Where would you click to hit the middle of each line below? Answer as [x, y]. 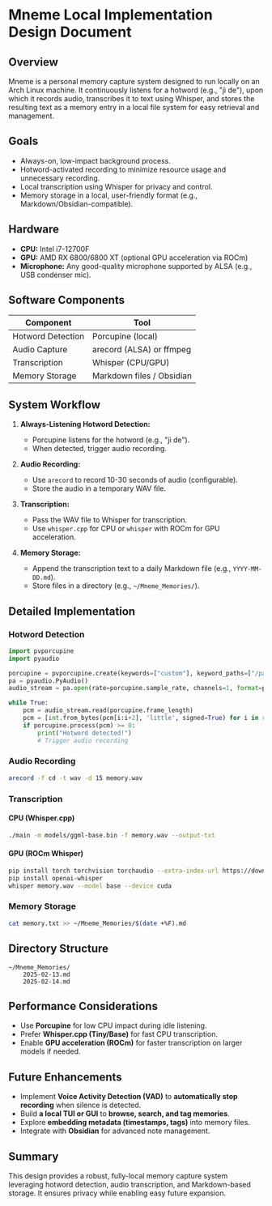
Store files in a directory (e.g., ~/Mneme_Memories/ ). [116, 586]
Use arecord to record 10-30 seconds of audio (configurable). [135, 480]
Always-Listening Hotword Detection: [85, 424]
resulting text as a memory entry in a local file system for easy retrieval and [134, 107]
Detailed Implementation [72, 611]
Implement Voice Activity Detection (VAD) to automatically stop [129, 1097]
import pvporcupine [41, 651]
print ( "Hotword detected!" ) [85, 733]
